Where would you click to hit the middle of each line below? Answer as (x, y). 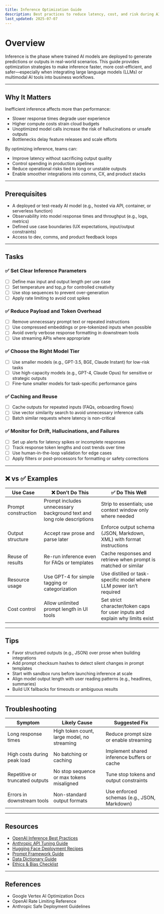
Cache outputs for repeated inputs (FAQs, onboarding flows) (73, 407)
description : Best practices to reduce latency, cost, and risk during (79, 14)
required (111, 592)
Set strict (111, 600)
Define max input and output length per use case (61, 281)
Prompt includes (62, 501)
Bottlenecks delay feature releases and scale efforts (64, 140)
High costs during (28, 754)
